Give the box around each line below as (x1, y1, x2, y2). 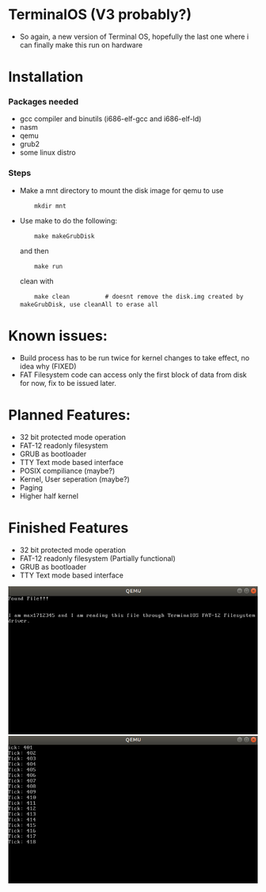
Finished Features (8, 519, 129, 536)
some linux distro (19, 148, 77, 158)
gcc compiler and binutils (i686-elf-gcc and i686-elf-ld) (19, 114, 202, 124)
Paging (19, 482, 44, 492)
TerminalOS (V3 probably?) (8, 6, 192, 24)
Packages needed (8, 97, 79, 108)
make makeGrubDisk (34, 232, 95, 240)
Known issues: (8, 326, 108, 345)
